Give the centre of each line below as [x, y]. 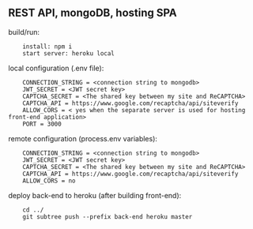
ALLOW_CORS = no [49, 181]
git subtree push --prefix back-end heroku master [108, 216]
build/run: [24, 32]
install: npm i [47, 47]
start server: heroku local [68, 53]
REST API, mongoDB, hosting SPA [93, 13]
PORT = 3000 [42, 124]
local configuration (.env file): [56, 68]
